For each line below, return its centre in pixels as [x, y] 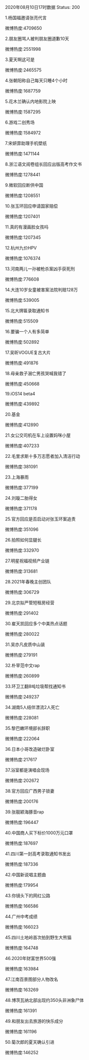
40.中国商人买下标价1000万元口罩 [39, 833]
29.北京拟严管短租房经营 [30, 603]
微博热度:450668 [22, 384]
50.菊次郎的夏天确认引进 [30, 1042]
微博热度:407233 [22, 446]
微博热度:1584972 [23, 133]
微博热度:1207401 [22, 216]
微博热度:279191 [21, 655]
